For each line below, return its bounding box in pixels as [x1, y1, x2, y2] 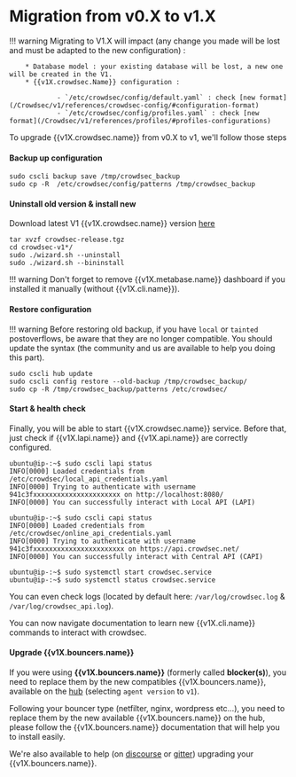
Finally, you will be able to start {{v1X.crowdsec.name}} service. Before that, [9, 423, 287, 434]
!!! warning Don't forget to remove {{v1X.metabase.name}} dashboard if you [9, 274, 286, 285]
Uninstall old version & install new [9, 198, 136, 209]
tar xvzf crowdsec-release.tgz [9, 235, 125, 245]
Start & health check [9, 404, 86, 414]
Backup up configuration [9, 153, 103, 163]
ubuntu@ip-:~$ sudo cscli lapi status [9, 459, 152, 467]
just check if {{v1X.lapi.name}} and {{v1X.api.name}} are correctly [9, 432, 248, 443]
